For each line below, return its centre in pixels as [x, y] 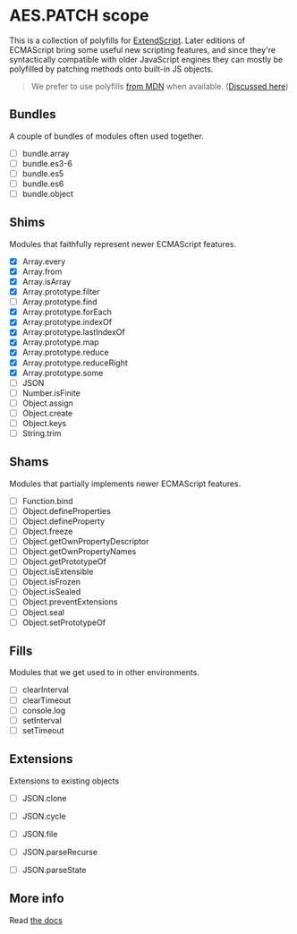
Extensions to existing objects [64, 781]
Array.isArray [47, 282]
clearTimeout [47, 700]
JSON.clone [44, 798]
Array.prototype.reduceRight [75, 363]
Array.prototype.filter [61, 292]
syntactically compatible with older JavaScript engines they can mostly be [146, 59]
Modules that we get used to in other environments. [104, 673]
